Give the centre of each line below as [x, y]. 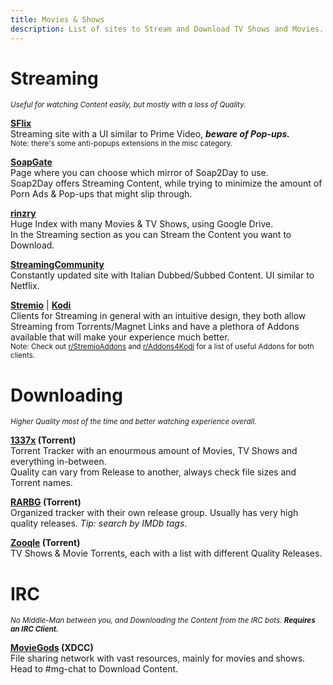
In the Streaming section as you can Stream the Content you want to [151, 235]
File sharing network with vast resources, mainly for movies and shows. [158, 658]
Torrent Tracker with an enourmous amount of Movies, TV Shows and [154, 451]
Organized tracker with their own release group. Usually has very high [154, 513]
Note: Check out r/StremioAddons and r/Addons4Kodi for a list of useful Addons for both [162, 347]
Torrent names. [41, 483]
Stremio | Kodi [41, 305]
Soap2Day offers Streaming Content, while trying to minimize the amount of [166, 183]
